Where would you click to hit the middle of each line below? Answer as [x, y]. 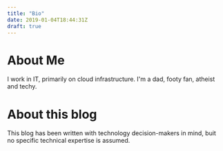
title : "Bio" [26, 13]
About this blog [52, 114]
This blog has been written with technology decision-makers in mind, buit [111, 133]
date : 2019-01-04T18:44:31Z [48, 20]
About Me [36, 60]
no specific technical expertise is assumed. [69, 141]
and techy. [22, 86]
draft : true [24, 26]
